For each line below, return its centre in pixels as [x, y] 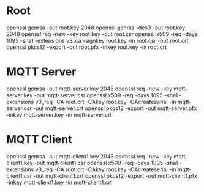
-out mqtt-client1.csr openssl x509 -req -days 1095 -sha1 [106, 163]
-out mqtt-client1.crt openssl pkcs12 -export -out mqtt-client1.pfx [115, 175]
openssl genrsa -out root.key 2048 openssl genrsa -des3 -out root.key [96, 28]
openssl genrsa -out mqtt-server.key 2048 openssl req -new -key [89, 89]
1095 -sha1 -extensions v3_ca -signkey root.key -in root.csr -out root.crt [97, 40]
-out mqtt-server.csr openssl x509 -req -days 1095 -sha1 [106, 95]
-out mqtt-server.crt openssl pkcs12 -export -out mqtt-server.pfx [115, 108]
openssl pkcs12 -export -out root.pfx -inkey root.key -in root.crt [87, 47]
